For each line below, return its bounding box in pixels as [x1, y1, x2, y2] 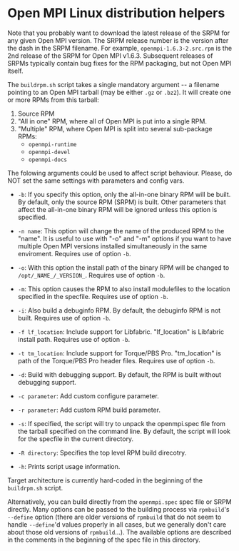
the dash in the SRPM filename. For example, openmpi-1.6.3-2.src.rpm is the [7, 44, 233, 52]
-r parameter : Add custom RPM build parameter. [17, 405, 161, 414]
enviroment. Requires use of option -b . [17, 249, 131, 258]
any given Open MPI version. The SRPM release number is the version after [7, 36, 229, 44]
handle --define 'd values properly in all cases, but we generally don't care [7, 520, 227, 529]
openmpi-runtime [28, 141, 77, 148]
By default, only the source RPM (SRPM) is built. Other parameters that [17, 198, 226, 206]
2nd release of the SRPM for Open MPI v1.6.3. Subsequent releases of [7, 51, 213, 60]
